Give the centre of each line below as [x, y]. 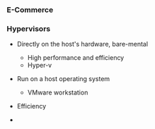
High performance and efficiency [76, 58]
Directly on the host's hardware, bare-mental [82, 44]
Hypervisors [29, 28]
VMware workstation [58, 92]
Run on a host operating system [63, 79]
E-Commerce [30, 10]
